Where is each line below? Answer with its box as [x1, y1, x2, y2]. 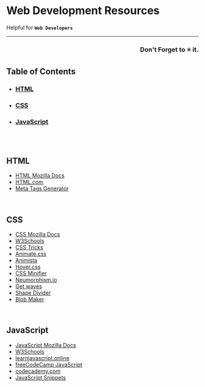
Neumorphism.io [15, 276, 57, 284]
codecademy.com [15, 367, 61, 375]
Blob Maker [15, 296, 45, 303]
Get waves [15, 282, 43, 290]
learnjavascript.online [15, 354, 70, 361]
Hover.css [15, 264, 41, 271]
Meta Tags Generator [15, 185, 69, 193]
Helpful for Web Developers [6, 24, 73, 31]
